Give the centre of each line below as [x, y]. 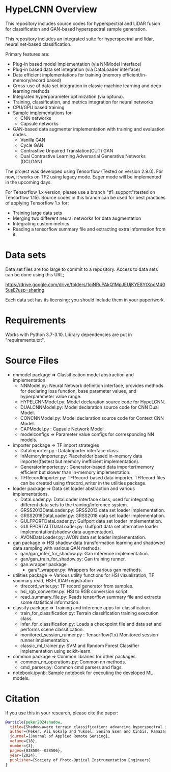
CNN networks [36, 118]
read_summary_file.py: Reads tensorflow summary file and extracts [91, 597]
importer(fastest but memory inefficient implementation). [80, 461]
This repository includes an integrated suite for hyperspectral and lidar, [80, 39]
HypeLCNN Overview [51, 9]
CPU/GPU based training [38, 107]
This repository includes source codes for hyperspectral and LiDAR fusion [83, 23]
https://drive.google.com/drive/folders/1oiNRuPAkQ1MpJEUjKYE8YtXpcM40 [85, 285]
